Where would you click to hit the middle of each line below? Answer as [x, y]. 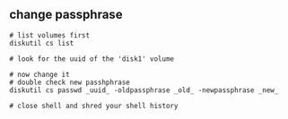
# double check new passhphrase [70, 82]
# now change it [39, 74]
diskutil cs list [42, 43]
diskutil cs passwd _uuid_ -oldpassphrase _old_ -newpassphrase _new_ [144, 90]
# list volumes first [50, 35]
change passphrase [66, 15]
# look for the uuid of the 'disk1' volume [92, 59]
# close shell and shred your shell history [94, 106]
